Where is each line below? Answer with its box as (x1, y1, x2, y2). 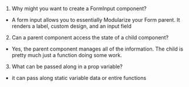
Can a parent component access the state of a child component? (11, 34, 169, 41)
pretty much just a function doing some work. (11, 52, 122, 58)
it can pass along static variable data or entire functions (11, 75, 147, 81)
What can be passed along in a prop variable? (11, 63, 123, 70)
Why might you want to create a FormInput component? (11, 5, 147, 12)
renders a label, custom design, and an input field (11, 23, 132, 29)
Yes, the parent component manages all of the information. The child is (11, 45, 184, 52)
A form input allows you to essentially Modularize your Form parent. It (11, 16, 180, 23)
